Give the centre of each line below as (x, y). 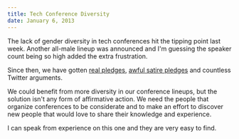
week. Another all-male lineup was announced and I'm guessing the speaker (119, 48)
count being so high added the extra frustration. (78, 56)
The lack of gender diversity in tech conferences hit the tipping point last (114, 41)
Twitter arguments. (35, 77)
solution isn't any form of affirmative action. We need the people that (108, 99)
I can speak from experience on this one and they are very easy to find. (112, 128)
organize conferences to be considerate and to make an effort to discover (116, 106)
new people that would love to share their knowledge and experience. (110, 114)
